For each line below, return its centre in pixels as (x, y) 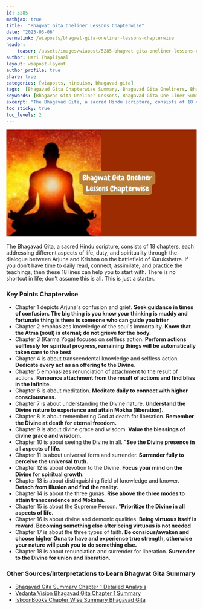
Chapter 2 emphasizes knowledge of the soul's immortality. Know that (103, 327)
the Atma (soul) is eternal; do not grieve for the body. (83, 333)
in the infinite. (33, 385)
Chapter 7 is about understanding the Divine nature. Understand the (100, 404)
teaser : (27, 51)
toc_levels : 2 (24, 115)
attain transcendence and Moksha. (60, 500)
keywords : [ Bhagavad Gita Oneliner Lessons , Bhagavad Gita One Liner (96, 96)
